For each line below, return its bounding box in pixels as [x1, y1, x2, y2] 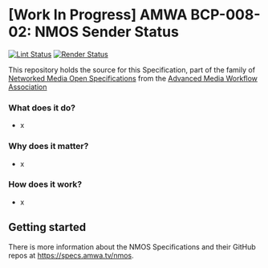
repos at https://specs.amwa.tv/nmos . [8, 250, 134, 260]
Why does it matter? [8, 141, 89, 152]
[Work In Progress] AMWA [8, 6, 188, 24]
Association [8, 82, 47, 92]
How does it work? [8, 179, 83, 190]
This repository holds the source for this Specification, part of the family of [8, 64, 255, 74]
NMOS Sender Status [35, 23, 179, 41]
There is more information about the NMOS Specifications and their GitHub [8, 241, 257, 251]
